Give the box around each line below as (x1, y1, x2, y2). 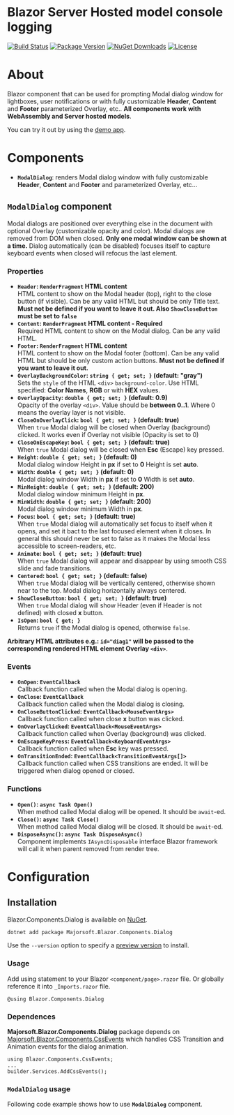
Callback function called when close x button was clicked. (17, 715, 185, 723)
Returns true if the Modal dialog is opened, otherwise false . (17, 623, 190, 632)
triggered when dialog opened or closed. (17, 767, 135, 775)
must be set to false (17, 311, 77, 320)
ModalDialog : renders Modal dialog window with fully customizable (17, 172, 209, 182)
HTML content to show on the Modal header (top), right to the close (17, 289, 212, 297)
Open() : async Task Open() (17, 800, 93, 808)
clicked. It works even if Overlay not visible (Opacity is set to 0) (17, 430, 199, 438)
